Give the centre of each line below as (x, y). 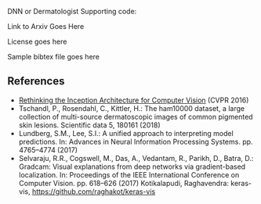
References (36, 81)
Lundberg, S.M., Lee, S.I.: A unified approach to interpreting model (126, 133)
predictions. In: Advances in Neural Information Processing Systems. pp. (136, 141)
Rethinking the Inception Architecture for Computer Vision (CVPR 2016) (134, 100)
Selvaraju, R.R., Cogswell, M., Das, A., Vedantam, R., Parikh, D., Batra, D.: (136, 158)
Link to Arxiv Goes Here (46, 26)
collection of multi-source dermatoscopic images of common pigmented (136, 116)
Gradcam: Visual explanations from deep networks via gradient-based (132, 166)
